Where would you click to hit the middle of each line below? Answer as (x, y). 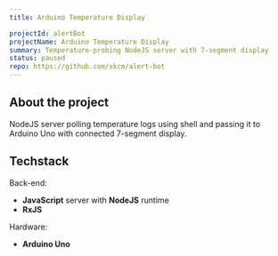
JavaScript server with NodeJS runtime (95, 200)
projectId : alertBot (48, 33)
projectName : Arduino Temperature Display (89, 42)
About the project (59, 103)
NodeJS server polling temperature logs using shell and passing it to (135, 124)
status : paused (37, 59)
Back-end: (28, 182)
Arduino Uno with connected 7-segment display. (98, 133)
